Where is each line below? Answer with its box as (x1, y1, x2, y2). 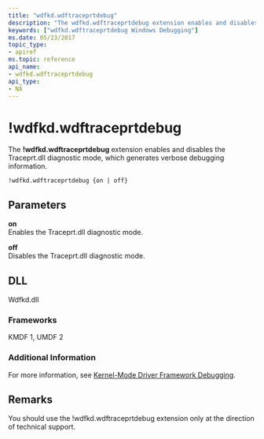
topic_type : (8, 41, 47, 49)
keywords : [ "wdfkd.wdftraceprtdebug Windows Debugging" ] (8, 26, 199, 34)
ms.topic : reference (8, 56, 76, 64)
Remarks (8, 392, 53, 406)
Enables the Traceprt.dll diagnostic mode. (8, 228, 144, 237)
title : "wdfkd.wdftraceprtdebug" (8, 11, 118, 20)
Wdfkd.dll (8, 295, 39, 304)
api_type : (8, 77, 41, 85)
